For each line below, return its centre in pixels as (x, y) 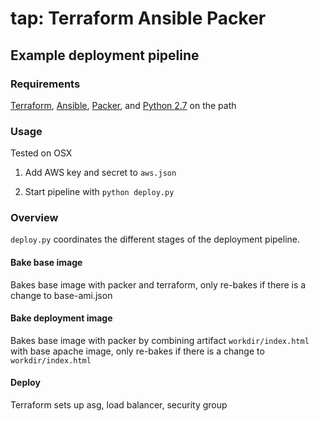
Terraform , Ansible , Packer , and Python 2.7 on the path (123, 105)
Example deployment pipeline (105, 55)
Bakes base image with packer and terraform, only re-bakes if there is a (158, 284)
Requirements (45, 84)
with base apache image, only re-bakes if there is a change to (137, 351)
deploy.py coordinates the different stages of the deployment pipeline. (155, 239)
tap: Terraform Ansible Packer (138, 18)
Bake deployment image (61, 318)
